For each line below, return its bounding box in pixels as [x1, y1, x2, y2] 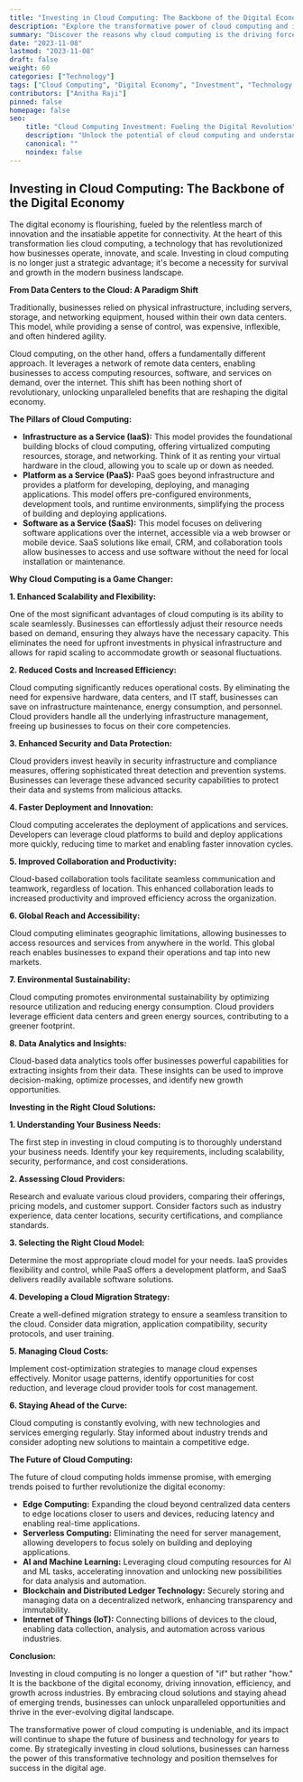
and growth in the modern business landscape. [9, 267, 185, 278]
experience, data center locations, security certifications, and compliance [9, 1210, 283, 1221]
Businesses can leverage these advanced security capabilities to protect [9, 774, 280, 786]
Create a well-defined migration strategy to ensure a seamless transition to [9, 1309, 288, 1320]
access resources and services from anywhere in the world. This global [9, 937, 275, 949]
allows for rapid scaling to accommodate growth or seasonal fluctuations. [9, 647, 282, 658]
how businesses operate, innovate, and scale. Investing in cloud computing [9, 248, 289, 258]
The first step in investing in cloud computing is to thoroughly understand [9, 1137, 282, 1148]
